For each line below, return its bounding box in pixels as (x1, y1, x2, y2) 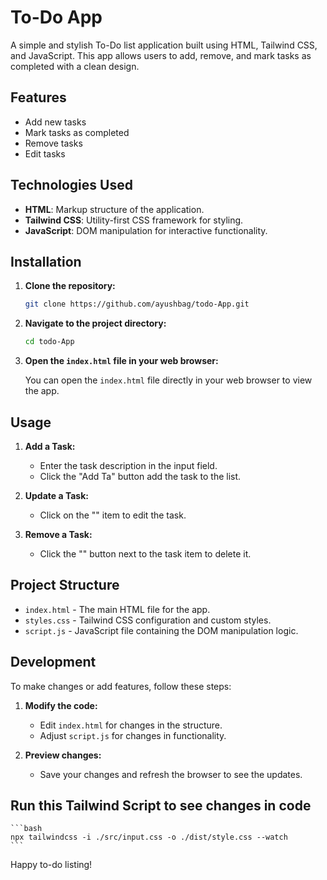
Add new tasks (24, 116, 87, 128)
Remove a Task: (24, 528, 93, 540)
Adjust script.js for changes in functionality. (39, 729, 227, 741)
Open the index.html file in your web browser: (24, 355, 219, 367)
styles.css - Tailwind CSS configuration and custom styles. (24, 614, 272, 626)
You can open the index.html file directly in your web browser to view (24, 374, 313, 386)
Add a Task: (24, 440, 76, 452)
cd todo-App (24, 337, 75, 347)
